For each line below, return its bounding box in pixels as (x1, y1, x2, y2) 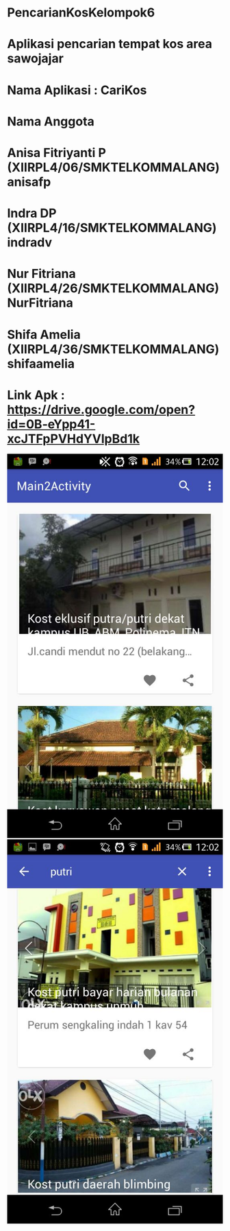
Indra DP (7, 206, 57, 221)
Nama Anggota (7, 113, 94, 129)
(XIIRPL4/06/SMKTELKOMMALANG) (7, 159, 220, 175)
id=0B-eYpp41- (7, 417, 96, 432)
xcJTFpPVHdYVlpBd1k (7, 431, 140, 447)
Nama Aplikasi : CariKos (7, 82, 147, 97)
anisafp (7, 174, 51, 189)
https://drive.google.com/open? (7, 401, 196, 417)
